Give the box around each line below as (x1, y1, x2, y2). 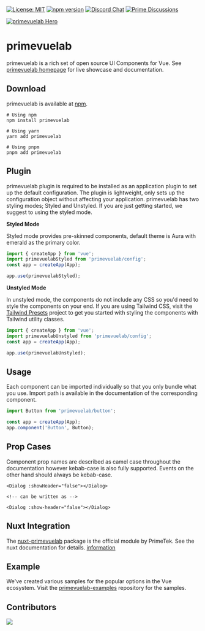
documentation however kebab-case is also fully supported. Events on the (6, 464, 194, 472)
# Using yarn (6, 128, 40, 134)
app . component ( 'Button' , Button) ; (6, 425, 95, 431)
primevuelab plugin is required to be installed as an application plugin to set (6, 182, 197, 189)
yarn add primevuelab (6, 133, 62, 139)
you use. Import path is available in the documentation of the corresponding (6, 389, 198, 397)
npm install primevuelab (6, 117, 70, 123)
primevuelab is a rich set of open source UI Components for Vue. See (6, 59, 182, 67)
